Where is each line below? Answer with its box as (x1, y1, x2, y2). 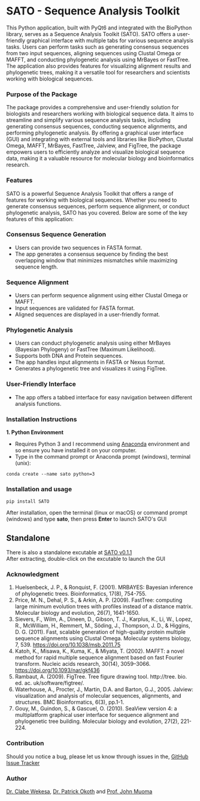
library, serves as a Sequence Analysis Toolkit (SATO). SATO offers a (6, 30, 175, 37)
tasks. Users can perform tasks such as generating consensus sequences (6, 43, 189, 50)
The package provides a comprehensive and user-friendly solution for (6, 104, 180, 111)
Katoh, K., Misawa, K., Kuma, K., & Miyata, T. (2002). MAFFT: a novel (14, 647, 184, 655)
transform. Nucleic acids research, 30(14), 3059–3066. (14, 660, 151, 668)
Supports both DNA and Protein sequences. (14, 352, 123, 360)
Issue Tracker (6, 759, 40, 766)
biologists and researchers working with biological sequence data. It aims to (6, 110, 194, 118)
